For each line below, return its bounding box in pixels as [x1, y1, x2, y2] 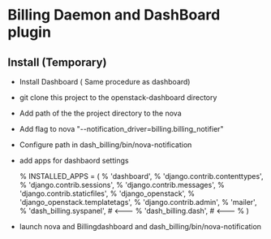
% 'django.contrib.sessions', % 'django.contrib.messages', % [19, 180, 225, 189]
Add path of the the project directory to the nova [19, 108, 182, 118]
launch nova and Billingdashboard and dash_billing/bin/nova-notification [19, 222, 261, 231]
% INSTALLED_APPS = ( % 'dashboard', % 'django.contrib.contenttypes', [19, 172, 264, 180]
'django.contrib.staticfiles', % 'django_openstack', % [19, 189, 196, 198]
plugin [7, 23, 52, 41]
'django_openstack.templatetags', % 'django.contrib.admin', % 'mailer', [19, 198, 257, 206]
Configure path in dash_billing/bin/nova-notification [19, 140, 192, 150]
